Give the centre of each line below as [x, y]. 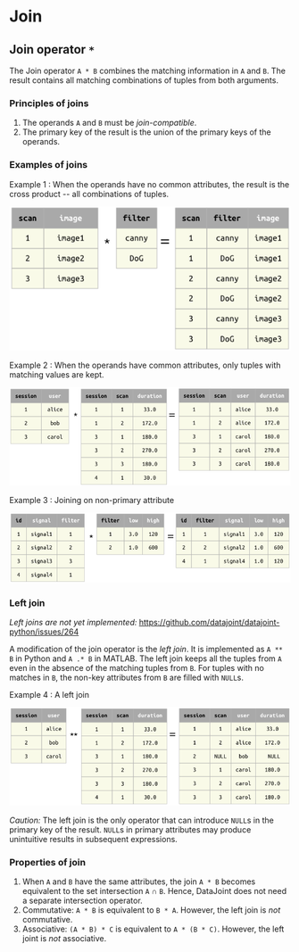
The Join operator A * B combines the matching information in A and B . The [147, 70]
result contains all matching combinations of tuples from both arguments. [144, 80]
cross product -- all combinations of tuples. [89, 194]
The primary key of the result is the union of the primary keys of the [146, 132]
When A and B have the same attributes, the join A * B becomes [139, 882]
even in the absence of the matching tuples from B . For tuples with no [137, 668]
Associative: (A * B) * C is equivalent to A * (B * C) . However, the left [153, 929]
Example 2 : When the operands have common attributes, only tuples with [145, 365]
